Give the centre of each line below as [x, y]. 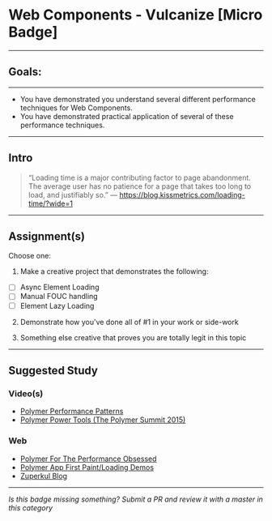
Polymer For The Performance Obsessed [88, 459]
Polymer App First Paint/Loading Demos [87, 467]
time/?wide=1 [50, 203]
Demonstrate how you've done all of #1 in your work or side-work [129, 322]
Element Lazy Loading [57, 305]
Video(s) [26, 393]
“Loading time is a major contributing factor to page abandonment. [139, 177]
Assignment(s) [47, 236]
